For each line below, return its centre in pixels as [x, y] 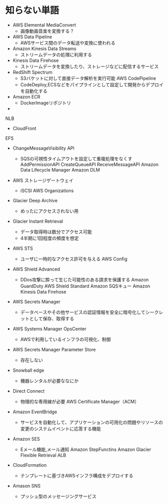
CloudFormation [30, 465]
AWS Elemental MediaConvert [44, 25]
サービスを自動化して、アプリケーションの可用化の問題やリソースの [92, 422]
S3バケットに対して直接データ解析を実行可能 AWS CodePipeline [88, 78]
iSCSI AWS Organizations [47, 190]
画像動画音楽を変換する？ [47, 31]
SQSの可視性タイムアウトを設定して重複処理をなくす [76, 158]
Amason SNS [27, 486]
